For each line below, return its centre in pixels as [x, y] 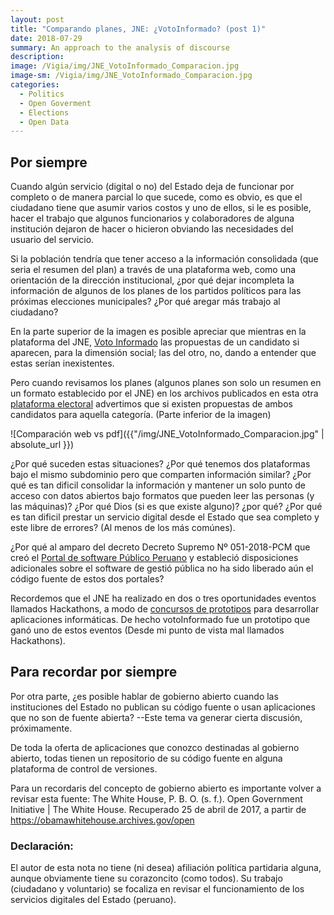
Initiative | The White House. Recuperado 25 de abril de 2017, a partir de [158, 809]
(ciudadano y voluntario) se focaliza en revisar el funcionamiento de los [157, 889]
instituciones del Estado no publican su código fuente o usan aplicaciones [163, 707]
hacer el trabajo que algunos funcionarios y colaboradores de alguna [152, 218]
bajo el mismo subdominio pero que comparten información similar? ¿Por [161, 475]
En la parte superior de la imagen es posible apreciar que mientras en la [158, 332]
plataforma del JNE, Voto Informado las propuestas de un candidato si [155, 342]
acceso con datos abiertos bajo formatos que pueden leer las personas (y [162, 496]
